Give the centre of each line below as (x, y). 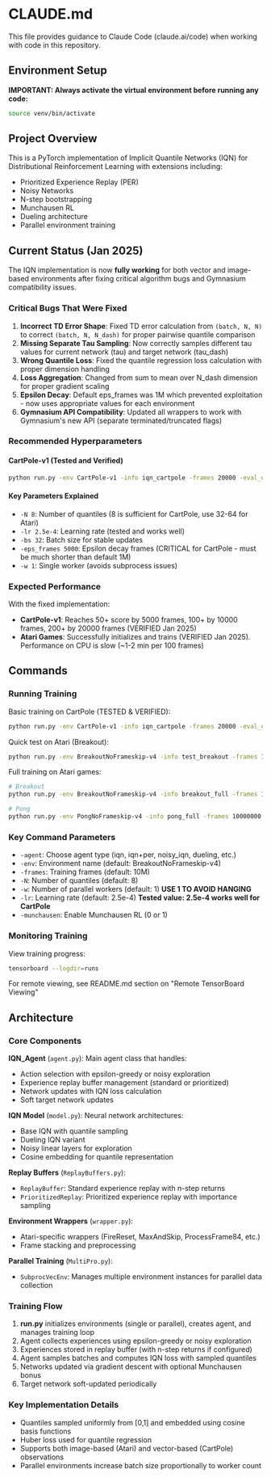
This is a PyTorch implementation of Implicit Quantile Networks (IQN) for (128, 158)
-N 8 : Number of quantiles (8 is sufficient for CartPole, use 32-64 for (134, 513)
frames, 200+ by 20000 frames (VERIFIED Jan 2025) (108, 628)
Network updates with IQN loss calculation (91, 1092)
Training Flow (35, 1307)
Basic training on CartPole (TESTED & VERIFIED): (90, 712)
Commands (38, 671)
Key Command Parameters (62, 837)
